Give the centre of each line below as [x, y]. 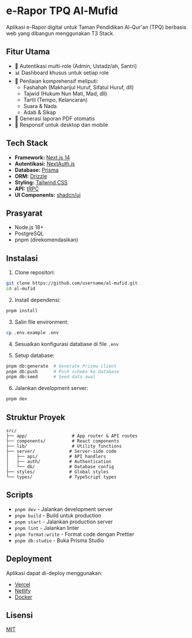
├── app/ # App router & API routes [72, 436]
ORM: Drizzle [31, 176]
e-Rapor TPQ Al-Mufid [62, 11]
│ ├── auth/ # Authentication [59, 462]
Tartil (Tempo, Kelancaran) [55, 100]
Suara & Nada [40, 106]
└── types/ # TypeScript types [61, 477]
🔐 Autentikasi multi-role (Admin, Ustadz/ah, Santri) [76, 66]
